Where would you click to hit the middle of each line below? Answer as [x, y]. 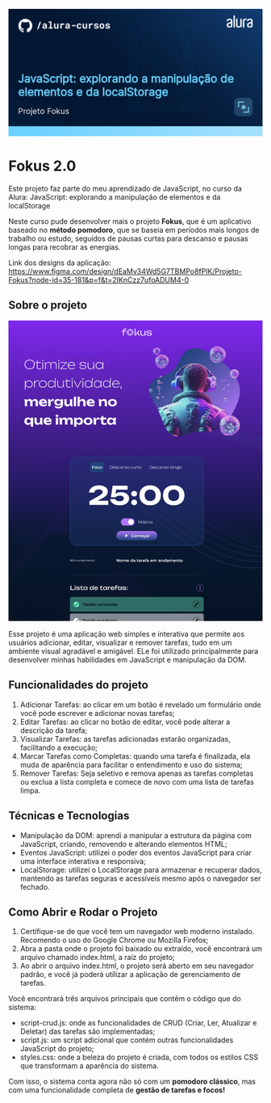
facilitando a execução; [59, 747]
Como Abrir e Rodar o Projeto [83, 913]
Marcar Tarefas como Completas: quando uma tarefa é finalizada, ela [135, 756]
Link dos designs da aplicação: [60, 263]
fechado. [35, 886]
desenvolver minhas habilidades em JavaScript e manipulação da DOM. [128, 660]
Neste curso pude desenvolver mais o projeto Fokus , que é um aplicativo [130, 221]
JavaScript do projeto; [57, 1049]
